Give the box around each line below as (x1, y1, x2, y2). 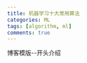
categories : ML (7, 16, 51, 23)
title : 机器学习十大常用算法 (7, 10, 80, 17)
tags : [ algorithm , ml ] (7, 23, 72, 29)
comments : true (7, 29, 51, 36)
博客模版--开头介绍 (7, 49, 61, 57)
